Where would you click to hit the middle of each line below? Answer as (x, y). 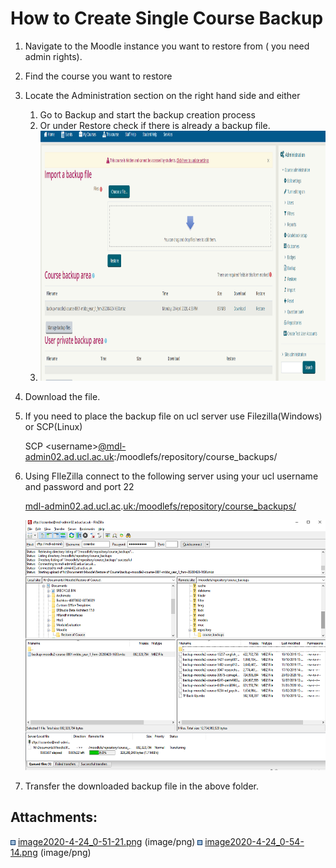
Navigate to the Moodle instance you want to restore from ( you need (167, 46)
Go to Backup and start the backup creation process (147, 114)
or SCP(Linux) (53, 426)
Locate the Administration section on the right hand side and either (162, 95)
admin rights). (53, 56)
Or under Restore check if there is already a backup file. (155, 125)
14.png (24, 852)
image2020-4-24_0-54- (254, 841)
